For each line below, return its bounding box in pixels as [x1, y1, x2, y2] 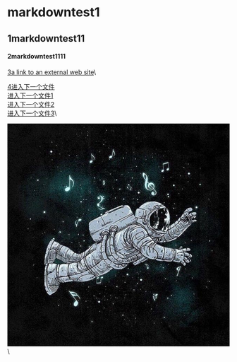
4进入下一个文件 [7, 82, 55, 90]
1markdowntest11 [7, 33, 85, 45]
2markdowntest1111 [7, 52, 66, 61]
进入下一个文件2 [7, 100, 55, 108]
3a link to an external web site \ [7, 68, 97, 76]
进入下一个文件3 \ [7, 109, 57, 117]
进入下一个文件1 [7, 91, 54, 100]
